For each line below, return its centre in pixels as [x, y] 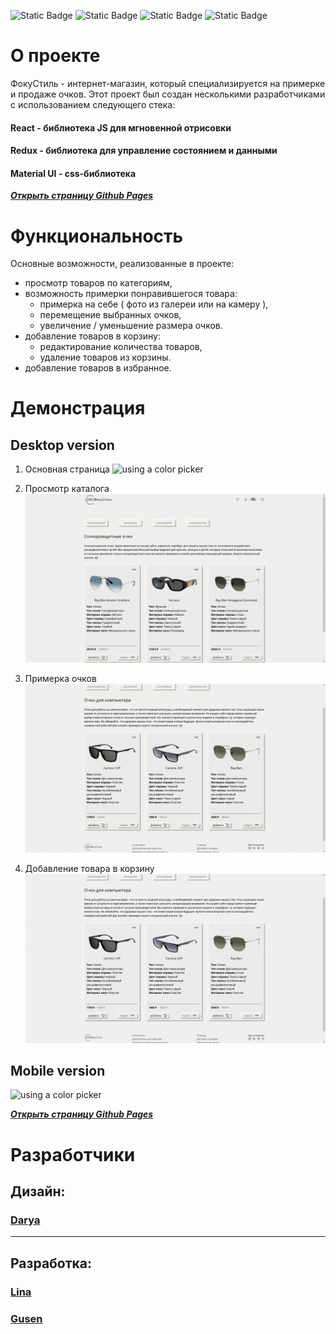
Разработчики [73, 1154]
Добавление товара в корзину [89, 869]
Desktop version [62, 445]
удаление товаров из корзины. [105, 357]
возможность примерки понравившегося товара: [131, 294]
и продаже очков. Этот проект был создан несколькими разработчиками [168, 94]
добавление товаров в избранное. [98, 368]
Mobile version [58, 1070]
